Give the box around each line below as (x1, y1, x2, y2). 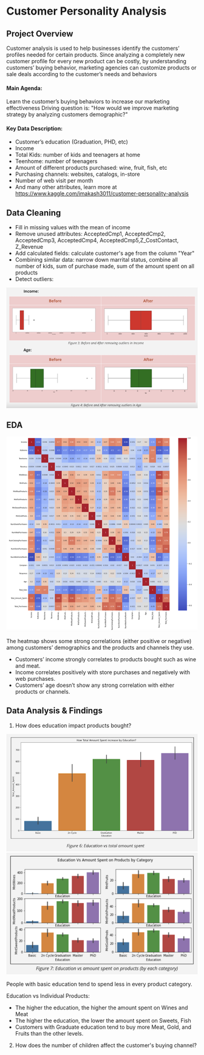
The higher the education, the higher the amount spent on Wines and (15, 1004, 188, 1011)
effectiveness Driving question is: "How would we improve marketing (6, 105, 179, 112)
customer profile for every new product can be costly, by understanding (6, 58, 187, 64)
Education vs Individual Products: (6, 992, 90, 1000)
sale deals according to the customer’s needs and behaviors (6, 71, 157, 77)
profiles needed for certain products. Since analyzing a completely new (6, 51, 185, 58)
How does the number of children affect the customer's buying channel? (15, 1042, 197, 1049)
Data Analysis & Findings (6, 706, 103, 716)
